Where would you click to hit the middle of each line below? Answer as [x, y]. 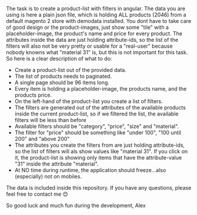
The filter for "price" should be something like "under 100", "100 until [98, 133]
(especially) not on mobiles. [48, 176]
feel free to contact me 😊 [37, 194]
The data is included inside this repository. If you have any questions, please [99, 188]
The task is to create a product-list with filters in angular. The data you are [96, 9]
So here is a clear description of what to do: [59, 59]
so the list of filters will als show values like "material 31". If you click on [101, 151]
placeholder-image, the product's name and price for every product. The [94, 34]
